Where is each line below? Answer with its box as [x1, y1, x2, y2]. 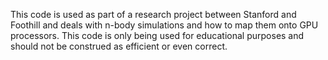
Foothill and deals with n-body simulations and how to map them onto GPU [10, 19, 319, 31]
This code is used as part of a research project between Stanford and [10, 9, 297, 20]
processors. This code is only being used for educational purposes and [10, 30, 305, 41]
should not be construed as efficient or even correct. [10, 40, 228, 52]
